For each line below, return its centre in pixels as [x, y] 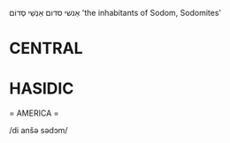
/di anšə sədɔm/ [38, 131]
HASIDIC [42, 89]
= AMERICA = [34, 113]
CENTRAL [46, 49]
